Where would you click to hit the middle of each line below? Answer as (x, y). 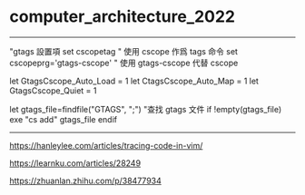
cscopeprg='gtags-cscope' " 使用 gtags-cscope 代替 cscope (124, 63)
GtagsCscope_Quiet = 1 (53, 90)
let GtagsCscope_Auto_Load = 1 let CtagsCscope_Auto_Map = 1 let (134, 81)
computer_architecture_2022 (123, 17)
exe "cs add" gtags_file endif (64, 119)
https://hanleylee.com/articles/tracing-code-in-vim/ (106, 145)
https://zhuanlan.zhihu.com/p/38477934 (85, 180)
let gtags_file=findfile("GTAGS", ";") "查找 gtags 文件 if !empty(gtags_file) (146, 109)
